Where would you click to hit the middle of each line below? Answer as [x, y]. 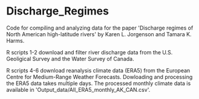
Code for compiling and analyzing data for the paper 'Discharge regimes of [100, 28]
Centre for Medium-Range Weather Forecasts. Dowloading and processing [99, 77]
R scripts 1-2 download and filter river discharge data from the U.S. [90, 52]
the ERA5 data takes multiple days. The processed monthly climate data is [99, 83]
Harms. [15, 40]
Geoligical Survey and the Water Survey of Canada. [70, 59]
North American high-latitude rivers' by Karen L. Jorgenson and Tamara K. [99, 34]
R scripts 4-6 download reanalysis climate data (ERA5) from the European [98, 70]
